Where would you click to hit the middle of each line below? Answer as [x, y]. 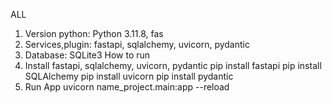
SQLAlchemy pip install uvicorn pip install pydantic [129, 76]
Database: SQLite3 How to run [87, 55]
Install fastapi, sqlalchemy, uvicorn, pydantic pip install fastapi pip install [173, 65]
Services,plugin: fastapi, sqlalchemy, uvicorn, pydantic [137, 44]
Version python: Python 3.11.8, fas [94, 33]
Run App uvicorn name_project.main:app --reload [127, 87]
